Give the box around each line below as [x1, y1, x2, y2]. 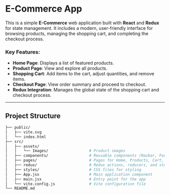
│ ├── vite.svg [5, 129, 42, 134]
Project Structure [5, 112, 61, 120]
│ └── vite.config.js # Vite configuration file [5, 181, 146, 186]
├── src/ [5, 139, 24, 144]
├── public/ [5, 125, 30, 130]
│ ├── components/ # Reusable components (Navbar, [5, 153, 157, 158]
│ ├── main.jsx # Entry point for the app [5, 176, 146, 182]
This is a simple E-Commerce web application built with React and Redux [5, 20, 159, 26]
